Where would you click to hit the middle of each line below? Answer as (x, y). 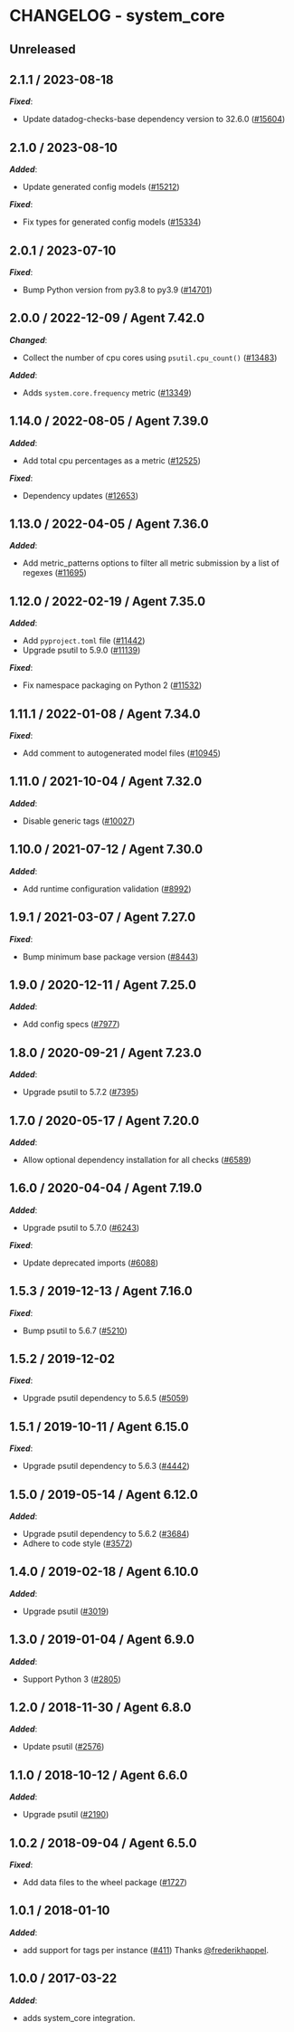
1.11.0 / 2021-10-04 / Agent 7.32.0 (106, 782)
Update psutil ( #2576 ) (63, 1747)
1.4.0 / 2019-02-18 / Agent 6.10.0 (104, 1572)
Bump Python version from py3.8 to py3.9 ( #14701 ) (117, 290)
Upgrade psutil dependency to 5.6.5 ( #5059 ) (105, 1398)
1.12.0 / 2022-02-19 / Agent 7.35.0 (108, 601)
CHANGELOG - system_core (117, 16)
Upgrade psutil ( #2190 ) (66, 1815)
